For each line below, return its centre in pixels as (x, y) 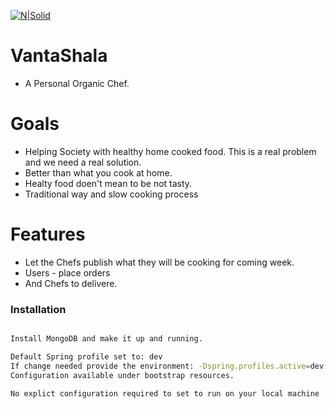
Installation (38, 309)
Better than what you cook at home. (98, 172)
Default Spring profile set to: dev (86, 356)
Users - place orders (67, 272)
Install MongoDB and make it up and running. (106, 339)
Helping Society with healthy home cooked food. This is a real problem (170, 151)
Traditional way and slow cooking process (111, 194)
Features (48, 234)
